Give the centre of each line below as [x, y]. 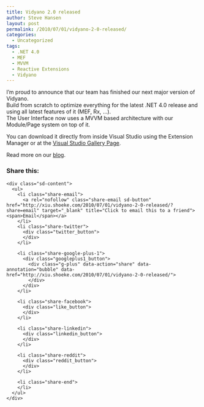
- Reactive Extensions [41, 69]
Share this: [23, 171]
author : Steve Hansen [34, 18]
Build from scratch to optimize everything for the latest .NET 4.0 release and [102, 105]
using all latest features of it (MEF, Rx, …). [59, 112]
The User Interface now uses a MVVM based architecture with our [90, 118]
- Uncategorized [32, 40]
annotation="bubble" [33, 269]
